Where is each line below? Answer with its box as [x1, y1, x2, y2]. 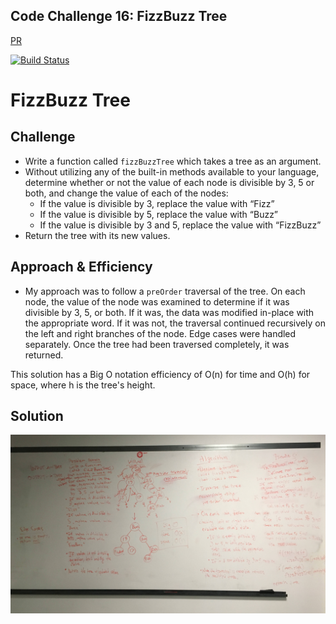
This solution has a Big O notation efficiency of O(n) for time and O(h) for [10, 368, 311, 380]
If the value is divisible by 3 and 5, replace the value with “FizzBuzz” [39, 219, 322, 231]
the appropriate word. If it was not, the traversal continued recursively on [24, 317, 326, 329]
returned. [24, 349, 64, 361]
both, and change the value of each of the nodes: [24, 187, 229, 199]
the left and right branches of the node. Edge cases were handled [24, 327, 297, 339]
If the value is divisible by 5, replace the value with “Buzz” [39, 208, 279, 220]
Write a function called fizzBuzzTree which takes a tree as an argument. [24, 155, 322, 167]
